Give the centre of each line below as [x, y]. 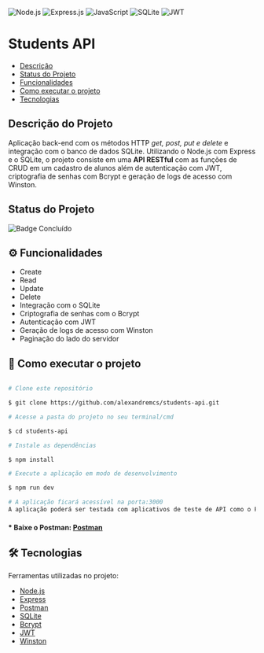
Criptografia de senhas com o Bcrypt [79, 314]
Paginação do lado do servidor [69, 339]
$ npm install [31, 459]
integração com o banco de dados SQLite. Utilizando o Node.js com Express [132, 151]
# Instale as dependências [52, 445]
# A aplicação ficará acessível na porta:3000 [86, 502]
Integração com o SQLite [60, 305]
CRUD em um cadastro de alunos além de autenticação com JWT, [115, 168]
